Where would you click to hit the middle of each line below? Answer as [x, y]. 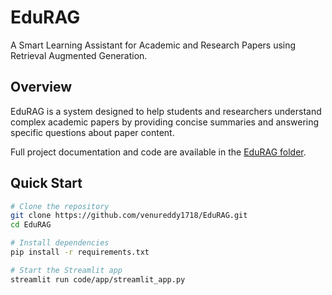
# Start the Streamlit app [66, 270]
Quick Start [46, 183]
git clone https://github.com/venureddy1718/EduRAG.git [129, 216]
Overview [41, 87]
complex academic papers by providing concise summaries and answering [165, 122]
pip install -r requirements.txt [80, 252]
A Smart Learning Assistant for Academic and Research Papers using [153, 45]
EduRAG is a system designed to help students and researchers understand [166, 111]
